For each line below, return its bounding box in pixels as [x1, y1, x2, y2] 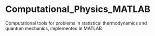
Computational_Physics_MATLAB [5, 3, 151, 15]
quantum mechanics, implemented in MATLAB [5, 25, 102, 31]
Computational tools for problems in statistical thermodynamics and [5, 20, 147, 26]
